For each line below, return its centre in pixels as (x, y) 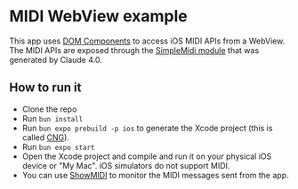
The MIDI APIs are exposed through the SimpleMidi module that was (134, 50)
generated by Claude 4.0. (56, 59)
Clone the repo (49, 109)
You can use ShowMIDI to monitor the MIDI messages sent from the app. (155, 175)
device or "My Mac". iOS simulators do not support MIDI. (126, 165)
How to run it (45, 87)
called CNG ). (45, 137)
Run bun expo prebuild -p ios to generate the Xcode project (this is (147, 128)
